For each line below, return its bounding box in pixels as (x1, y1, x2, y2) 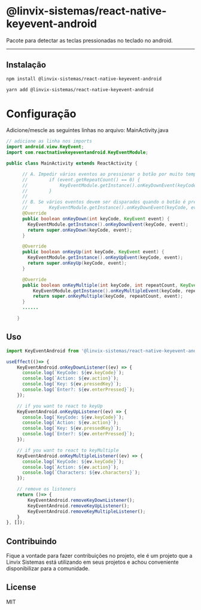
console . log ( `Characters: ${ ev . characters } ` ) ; (22, 470, 141, 476)
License (6, 582, 36, 593)
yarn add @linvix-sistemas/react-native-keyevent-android (6, 86, 154, 92)
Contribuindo (6, 536, 57, 546)
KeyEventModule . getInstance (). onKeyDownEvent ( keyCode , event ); (28, 221, 188, 228)
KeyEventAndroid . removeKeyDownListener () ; (28, 497, 135, 503)
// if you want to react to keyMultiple (17, 447, 119, 453)
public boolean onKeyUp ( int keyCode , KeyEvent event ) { (22, 249, 165, 255)
